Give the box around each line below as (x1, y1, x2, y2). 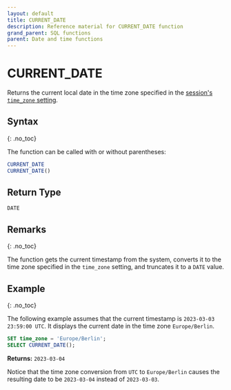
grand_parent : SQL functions (7, 29, 91, 37)
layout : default (7, 10, 54, 17)
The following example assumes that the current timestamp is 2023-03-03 (7, 315, 215, 323)
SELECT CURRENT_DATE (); (7, 342, 76, 349)
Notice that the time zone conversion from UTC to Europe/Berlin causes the (7, 367, 220, 375)
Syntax (7, 115, 39, 128)
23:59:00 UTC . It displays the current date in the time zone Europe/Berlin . (7, 322, 215, 331)
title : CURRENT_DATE (7, 17, 67, 24)
